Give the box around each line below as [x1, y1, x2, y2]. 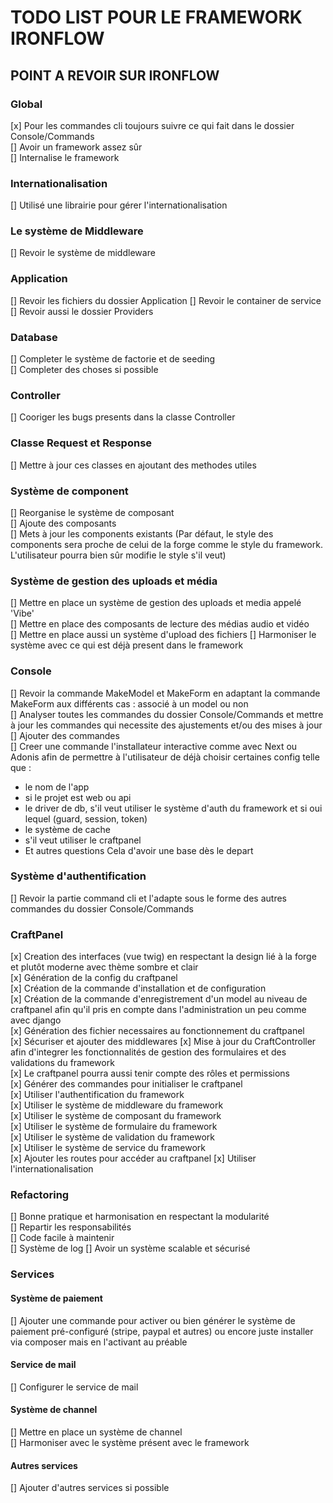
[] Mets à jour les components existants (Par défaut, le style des [10, 527, 274, 540]
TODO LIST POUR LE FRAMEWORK [10, 6, 303, 29]
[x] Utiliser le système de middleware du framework [10, 1099, 224, 1111]
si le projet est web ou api [24, 791, 132, 803]
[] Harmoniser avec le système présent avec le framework [10, 1436, 250, 1448]
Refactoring [10, 1188, 70, 1202]
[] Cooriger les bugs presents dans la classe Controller [10, 411, 236, 423]
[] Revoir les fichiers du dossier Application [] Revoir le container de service [10, 294, 322, 306]
